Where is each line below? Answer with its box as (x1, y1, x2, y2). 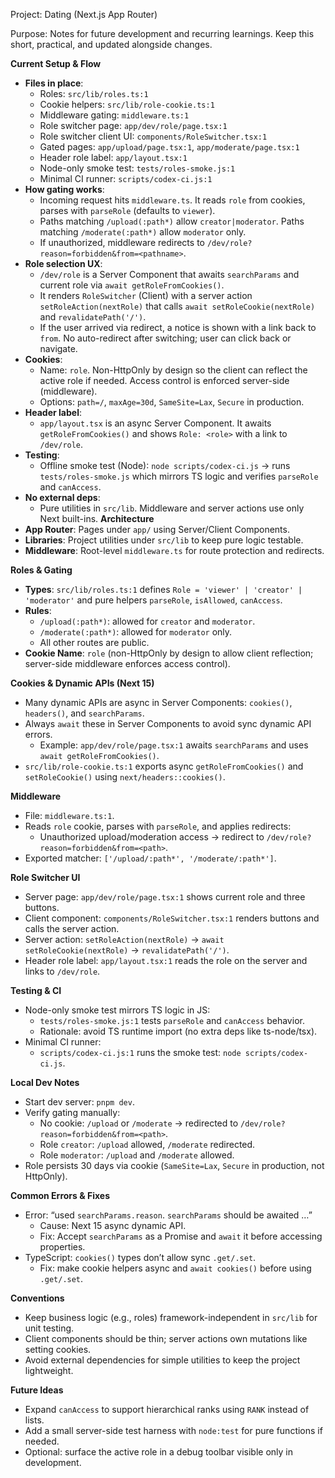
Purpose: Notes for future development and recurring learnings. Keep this (10, 28, 315, 39)
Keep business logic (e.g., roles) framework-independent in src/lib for (24, 1312, 318, 1323)
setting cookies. (24, 1344, 92, 1355)
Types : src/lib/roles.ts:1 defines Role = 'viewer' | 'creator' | (24, 584, 303, 595)
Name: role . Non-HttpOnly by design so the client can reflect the (39, 364, 308, 376)
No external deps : (24, 492, 101, 503)
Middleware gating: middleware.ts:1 (39, 109, 190, 121)
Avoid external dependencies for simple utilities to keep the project (24, 1354, 301, 1366)
